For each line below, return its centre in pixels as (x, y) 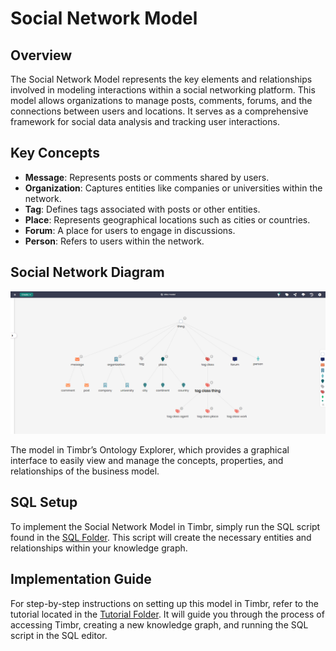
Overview (41, 55)
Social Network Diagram (87, 272)
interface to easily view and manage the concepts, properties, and (147, 460)
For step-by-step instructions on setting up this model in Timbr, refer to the (164, 603)
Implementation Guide (81, 579)
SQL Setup (44, 502)
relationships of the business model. (85, 471)
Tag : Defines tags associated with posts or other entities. (142, 209)
